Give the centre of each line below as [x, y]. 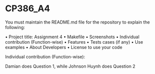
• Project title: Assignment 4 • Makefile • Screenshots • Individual [72, 37]
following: [15, 27]
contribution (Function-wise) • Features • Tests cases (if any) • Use [74, 42]
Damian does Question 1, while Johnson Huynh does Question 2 [70, 66]
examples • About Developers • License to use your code [64, 47]
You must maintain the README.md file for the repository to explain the [77, 22]
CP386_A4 [28, 9]
